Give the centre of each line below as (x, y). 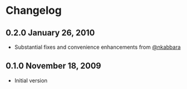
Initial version (31, 80)
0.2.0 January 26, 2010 (50, 33)
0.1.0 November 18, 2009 (54, 66)
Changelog (34, 11)
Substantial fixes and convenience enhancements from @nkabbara (97, 47)
